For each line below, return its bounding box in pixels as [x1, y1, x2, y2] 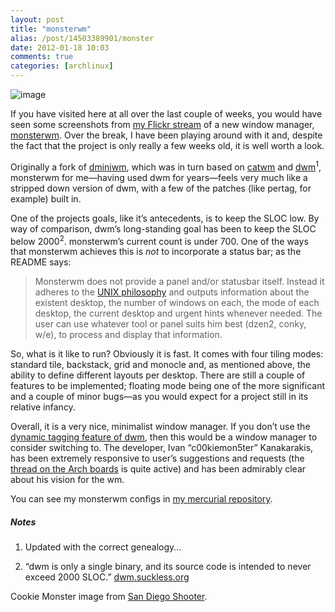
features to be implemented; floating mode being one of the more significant [10, 380, 326, 392]
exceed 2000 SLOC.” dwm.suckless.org [24, 571, 190, 583]
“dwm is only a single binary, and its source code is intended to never [24, 561, 312, 573]
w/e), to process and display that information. [34, 329, 223, 341]
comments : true [10, 52, 74, 62]
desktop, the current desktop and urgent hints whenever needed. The [34, 307, 323, 320]
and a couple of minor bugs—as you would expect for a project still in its [10, 391, 309, 403]
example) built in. [10, 192, 82, 205]
